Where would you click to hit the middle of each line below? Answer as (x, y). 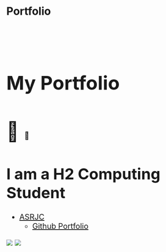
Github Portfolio (60, 226)
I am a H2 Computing (83, 174)
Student (36, 193)
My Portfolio (63, 83)
